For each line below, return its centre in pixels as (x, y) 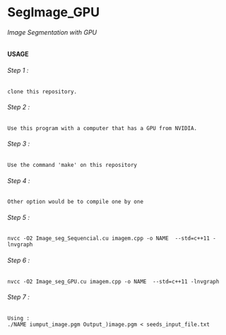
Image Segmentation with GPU (52, 32)
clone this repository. (42, 92)
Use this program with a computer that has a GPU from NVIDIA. (102, 128)
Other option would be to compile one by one (75, 202)
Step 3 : (19, 144)
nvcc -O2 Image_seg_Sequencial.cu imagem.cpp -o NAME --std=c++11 (109, 239)
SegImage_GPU (54, 12)
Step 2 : (19, 107)
